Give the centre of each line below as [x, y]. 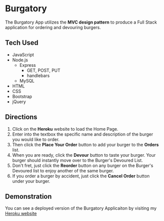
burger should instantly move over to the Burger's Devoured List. [77, 160]
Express [28, 65]
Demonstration [29, 196]
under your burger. [31, 181]
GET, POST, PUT [44, 70]
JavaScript [23, 55]
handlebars [38, 75]
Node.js [20, 60]
